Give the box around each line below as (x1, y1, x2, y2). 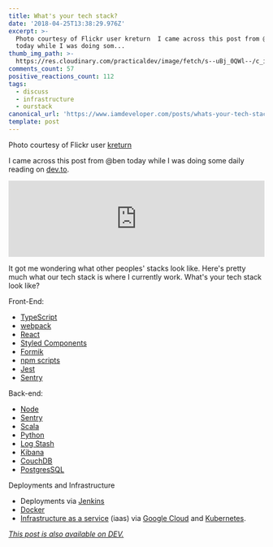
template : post (8, 118, 60, 126)
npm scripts (19, 355, 61, 365)
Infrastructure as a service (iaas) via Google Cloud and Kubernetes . (19, 513, 246, 523)
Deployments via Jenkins (19, 496, 105, 506)
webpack (19, 320, 51, 330)
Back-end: (8, 388, 43, 398)
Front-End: (8, 296, 45, 306)
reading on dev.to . (8, 164, 70, 174)
